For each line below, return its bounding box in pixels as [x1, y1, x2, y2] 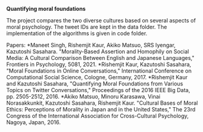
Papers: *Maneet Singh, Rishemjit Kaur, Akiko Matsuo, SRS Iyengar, [6, 42, 176, 48]
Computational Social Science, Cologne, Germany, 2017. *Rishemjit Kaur [6, 74, 188, 81]
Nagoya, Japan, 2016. [6, 119, 61, 126]
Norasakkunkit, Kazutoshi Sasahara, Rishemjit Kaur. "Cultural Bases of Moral [6, 99, 198, 107]
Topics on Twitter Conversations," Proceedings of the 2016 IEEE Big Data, [6, 87, 190, 93]
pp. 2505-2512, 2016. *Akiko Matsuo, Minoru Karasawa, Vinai [6, 93, 161, 100]
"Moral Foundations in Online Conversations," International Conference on [6, 67, 192, 74]
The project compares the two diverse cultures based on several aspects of [6, 17, 196, 24]
